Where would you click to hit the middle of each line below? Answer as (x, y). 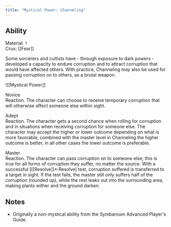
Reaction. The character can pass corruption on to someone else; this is (81, 158)
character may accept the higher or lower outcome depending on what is (82, 132)
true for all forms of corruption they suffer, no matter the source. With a (80, 164)
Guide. (20, 220)
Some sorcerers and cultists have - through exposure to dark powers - (80, 59)
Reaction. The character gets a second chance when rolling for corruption (83, 121)
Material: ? (16, 43)
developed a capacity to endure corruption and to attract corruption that (81, 64)
